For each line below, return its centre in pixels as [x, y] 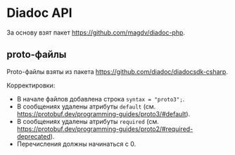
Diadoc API [39, 13]
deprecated [33, 136]
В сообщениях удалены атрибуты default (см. [86, 106]
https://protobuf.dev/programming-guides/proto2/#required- [105, 129]
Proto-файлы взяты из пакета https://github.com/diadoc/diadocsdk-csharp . [117, 71]
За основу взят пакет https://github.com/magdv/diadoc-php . [96, 32]
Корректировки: [31, 85]
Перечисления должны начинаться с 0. [76, 144]
